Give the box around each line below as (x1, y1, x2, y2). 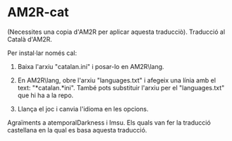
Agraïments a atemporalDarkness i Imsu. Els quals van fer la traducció (7, 118, 212, 127)
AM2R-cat (7, 4, 69, 20)
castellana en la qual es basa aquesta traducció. (7, 125, 147, 134)
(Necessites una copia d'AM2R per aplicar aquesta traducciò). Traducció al (7, 27, 226, 36)
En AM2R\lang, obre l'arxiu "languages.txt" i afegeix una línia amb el (17, 75, 216, 85)
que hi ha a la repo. (17, 91, 74, 99)
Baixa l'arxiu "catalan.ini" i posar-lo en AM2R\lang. (17, 62, 164, 70)
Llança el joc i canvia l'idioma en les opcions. (17, 104, 149, 113)
